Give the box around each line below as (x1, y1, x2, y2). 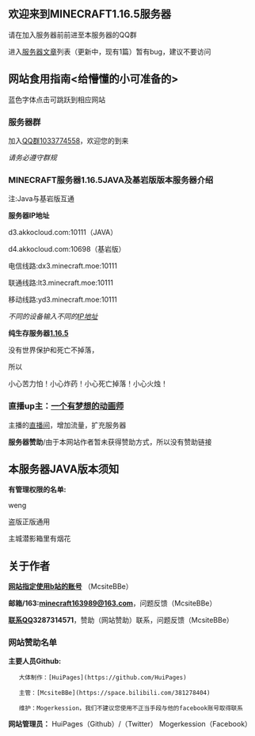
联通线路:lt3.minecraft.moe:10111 (8, 278, 113, 287)
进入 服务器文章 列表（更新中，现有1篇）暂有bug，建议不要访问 (8, 47, 211, 56)
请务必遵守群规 (8, 153, 57, 162)
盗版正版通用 (8, 517, 50, 526)
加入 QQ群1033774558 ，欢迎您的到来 (8, 135, 129, 145)
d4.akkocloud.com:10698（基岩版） (8, 245, 126, 254)
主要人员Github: (8, 656, 62, 666)
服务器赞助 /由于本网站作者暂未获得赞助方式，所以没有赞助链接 (8, 437, 212, 446)
